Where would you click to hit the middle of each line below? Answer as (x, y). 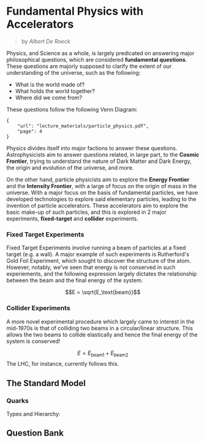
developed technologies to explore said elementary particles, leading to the (102, 199)
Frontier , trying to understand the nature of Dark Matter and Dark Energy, (99, 161)
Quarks (17, 401)
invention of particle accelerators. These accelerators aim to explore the (97, 205)
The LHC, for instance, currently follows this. (63, 364)
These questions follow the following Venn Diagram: (72, 109)
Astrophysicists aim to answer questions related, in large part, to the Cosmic (103, 154)
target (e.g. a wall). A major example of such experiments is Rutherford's (98, 254)
